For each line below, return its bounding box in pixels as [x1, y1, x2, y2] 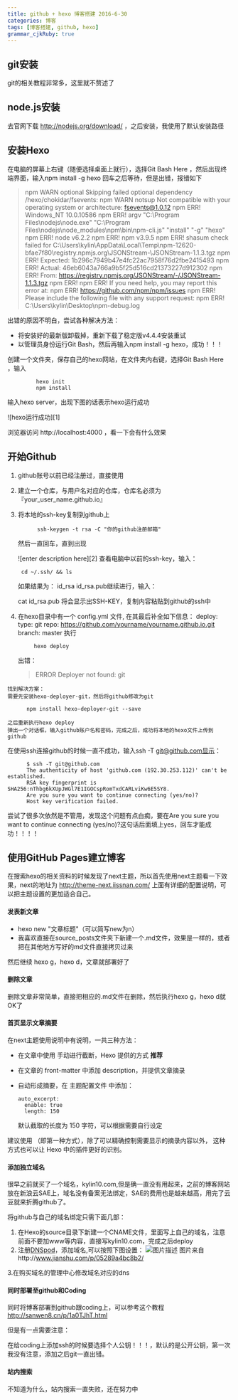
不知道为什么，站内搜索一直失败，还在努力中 [7, 1384, 139, 1393]
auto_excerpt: [17, 1095, 60, 1103]
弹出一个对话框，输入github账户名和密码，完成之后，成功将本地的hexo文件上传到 [7, 726, 214, 733]
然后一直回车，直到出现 [17, 539, 87, 548]
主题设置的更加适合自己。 [19, 890, 94, 898]
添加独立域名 [7, 1162, 45, 1171]
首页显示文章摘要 [7, 1019, 58, 1027]
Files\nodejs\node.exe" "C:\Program [24, 218, 131, 226]
